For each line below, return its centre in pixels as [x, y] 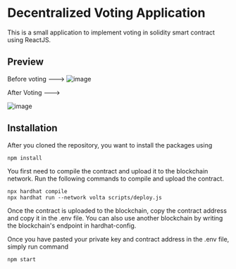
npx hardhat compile [38, 191]
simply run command [38, 247]
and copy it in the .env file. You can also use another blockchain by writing [115, 218]
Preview [26, 62]
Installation [32, 128]
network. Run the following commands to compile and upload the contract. [116, 178]
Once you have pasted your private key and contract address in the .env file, [118, 239]
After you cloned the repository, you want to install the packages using [110, 145]
